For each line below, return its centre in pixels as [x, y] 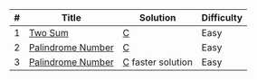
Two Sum [49, 33]
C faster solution [157, 62]
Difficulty [222, 18]
